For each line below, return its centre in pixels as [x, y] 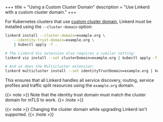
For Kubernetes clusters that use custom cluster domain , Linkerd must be [78, 22]
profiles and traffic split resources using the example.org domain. [70, 85]
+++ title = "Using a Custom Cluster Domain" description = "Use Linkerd [77, 7]
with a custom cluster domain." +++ [41, 12]
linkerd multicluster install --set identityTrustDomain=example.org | [79, 71]
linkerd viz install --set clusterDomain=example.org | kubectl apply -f [81, 58]
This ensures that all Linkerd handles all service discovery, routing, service [80, 80]
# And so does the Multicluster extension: [50, 67]
